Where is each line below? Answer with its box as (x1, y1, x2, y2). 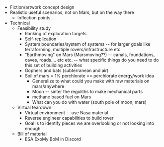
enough (24, 126, 41, 131)
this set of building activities (24, 62, 82, 68)
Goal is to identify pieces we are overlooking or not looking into (24, 120, 155, 126)
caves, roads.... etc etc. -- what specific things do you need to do (24, 57, 159, 63)
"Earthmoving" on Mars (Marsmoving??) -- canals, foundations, (24, 52, 155, 58)
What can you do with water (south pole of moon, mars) (32, 99, 147, 105)
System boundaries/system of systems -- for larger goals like (24, 41, 151, 47)
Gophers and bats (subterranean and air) (24, 68, 109, 73)
